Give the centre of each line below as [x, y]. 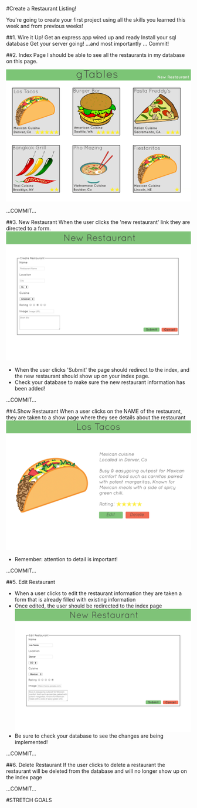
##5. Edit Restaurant [31, 582]
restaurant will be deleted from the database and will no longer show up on [97, 771]
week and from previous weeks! [45, 26]
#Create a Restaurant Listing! [41, 9]
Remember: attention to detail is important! [66, 559]
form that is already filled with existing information [75, 599]
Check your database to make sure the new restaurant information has [100, 382]
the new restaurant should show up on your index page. [82, 376]
